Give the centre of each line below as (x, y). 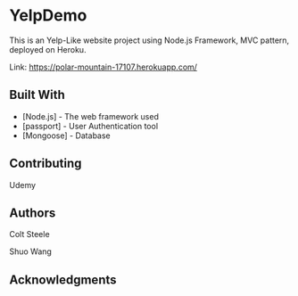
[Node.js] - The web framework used (90, 116)
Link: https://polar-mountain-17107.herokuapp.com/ (103, 67)
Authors (33, 213)
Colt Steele (30, 234)
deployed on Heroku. (48, 49)
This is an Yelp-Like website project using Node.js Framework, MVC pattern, (149, 40)
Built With (37, 95)
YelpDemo (48, 16)
